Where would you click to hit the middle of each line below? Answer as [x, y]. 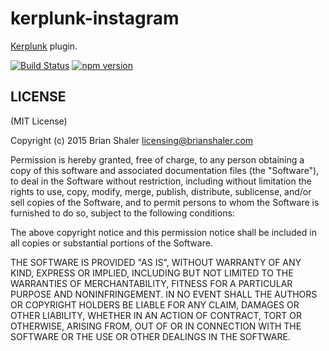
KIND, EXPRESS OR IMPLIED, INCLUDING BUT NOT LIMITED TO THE [152, 273]
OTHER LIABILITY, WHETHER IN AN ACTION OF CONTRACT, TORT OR [156, 315]
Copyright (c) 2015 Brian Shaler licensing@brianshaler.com [132, 140]
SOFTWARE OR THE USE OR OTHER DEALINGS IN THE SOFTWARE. [150, 336]
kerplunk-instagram [95, 18]
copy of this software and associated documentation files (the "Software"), [165, 170]
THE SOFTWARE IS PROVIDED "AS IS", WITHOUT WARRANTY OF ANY [156, 262]
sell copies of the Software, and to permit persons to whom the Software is [165, 202]
